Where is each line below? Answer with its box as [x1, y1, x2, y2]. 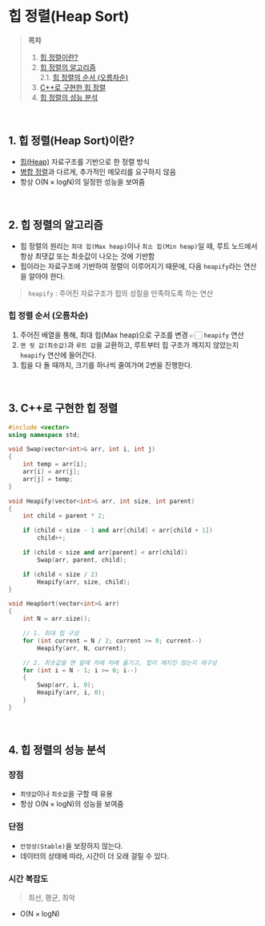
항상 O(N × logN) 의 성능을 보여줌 [19, 799, 124, 809]
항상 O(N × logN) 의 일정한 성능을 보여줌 [19, 177, 146, 186]
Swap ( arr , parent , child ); [37, 556, 127, 564]
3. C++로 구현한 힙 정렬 [8, 402, 118, 415]
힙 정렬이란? [39, 52, 78, 62]
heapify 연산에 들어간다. [19, 350, 97, 360]
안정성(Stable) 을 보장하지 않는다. [19, 841, 123, 851]
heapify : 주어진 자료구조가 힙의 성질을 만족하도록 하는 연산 [27, 288, 214, 298]
